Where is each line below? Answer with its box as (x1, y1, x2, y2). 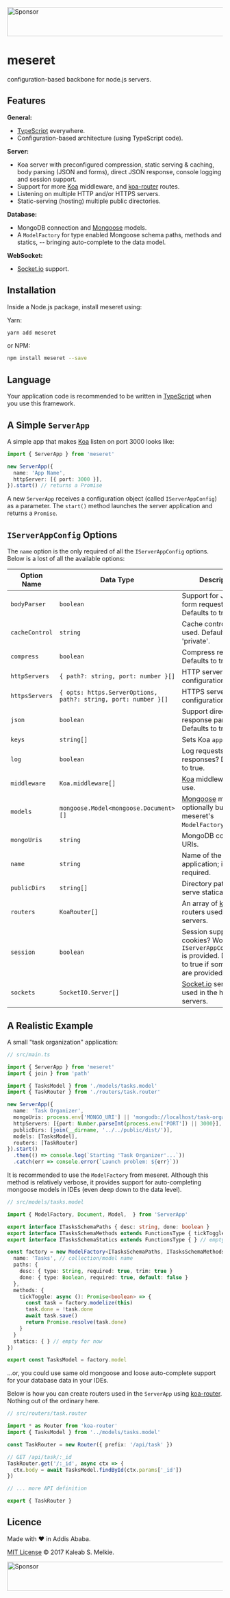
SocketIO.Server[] (59, 989, 120, 997)
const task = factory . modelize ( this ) (25, 1300, 133, 1307)
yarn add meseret (7, 329, 57, 336)
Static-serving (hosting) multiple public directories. (16, 197, 161, 205)
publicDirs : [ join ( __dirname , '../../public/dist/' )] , (13, 1126, 173, 1134)
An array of (181, 898, 218, 908)
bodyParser (10, 600, 46, 608)
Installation (7, 285, 56, 296)
